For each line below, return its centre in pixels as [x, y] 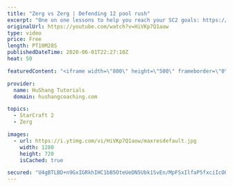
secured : [20, 173]
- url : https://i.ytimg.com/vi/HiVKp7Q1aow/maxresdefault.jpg [105, 141]
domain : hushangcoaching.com [55, 97]
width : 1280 [37, 147]
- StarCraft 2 [34, 116]
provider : [21, 84]
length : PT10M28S [32, 46]
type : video [24, 33]
